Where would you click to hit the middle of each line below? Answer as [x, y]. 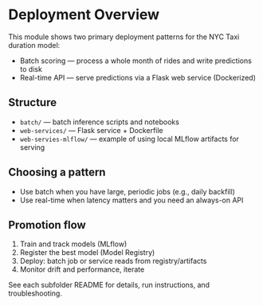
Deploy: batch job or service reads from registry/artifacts [113, 261]
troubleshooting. [35, 293]
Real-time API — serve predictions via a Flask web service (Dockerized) [138, 77]
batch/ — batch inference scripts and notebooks [99, 122]
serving [32, 147]
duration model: [34, 45]
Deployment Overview [84, 15]
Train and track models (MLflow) [73, 244]
